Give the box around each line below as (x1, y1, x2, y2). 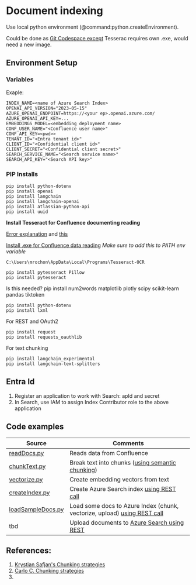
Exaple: (6, 89, 24, 96)
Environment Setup (6, 58, 78, 68)
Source (26, 439, 47, 447)
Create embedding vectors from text (69, 475, 169, 483)
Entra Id (6, 377, 35, 387)
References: (6, 545, 51, 555)
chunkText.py (9, 462, 46, 470)
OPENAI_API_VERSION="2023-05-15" (6, 105, 87, 111)
